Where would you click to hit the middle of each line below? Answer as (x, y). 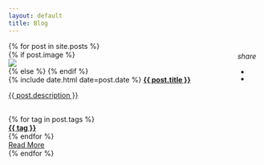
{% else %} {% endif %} (49, 71)
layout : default (35, 16)
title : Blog (28, 23)
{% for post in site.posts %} (54, 46)
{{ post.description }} (43, 95)
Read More (26, 144)
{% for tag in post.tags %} (51, 119)
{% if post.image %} (42, 54)
